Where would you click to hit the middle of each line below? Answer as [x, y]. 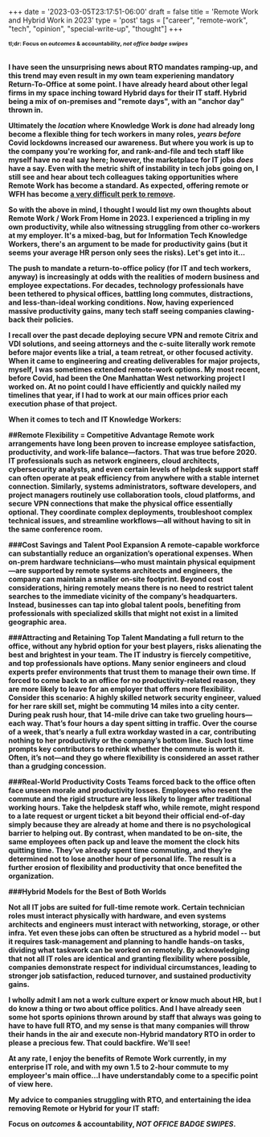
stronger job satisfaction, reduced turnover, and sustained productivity [130, 976]
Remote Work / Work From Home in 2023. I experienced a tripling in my [129, 218]
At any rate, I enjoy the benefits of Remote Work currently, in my [118, 1058]
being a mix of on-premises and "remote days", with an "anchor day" [127, 101]
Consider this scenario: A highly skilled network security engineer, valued [135, 698]
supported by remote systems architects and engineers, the [130, 571]
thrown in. [26, 110]
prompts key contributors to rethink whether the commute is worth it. [127, 749]
